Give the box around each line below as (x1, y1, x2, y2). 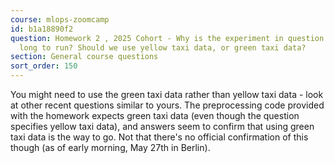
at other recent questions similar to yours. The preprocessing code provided (10, 99, 325, 111)
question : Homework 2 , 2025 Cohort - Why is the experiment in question (10, 33, 325, 43)
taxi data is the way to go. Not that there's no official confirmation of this (10, 131, 309, 143)
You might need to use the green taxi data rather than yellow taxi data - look (10, 89, 324, 100)
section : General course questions (10, 52, 159, 62)
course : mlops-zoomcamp (10, 14, 110, 25)
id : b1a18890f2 (10, 24, 74, 34)
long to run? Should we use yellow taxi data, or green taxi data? (19, 42, 307, 53)
